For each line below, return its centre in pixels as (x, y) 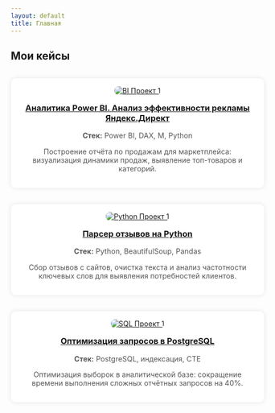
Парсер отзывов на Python (137, 234)
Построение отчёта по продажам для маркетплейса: (137, 151)
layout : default (38, 16)
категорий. (137, 168)
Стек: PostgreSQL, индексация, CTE (137, 358)
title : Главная (36, 23)
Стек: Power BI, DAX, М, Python (137, 136)
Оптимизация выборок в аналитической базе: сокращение (137, 374)
